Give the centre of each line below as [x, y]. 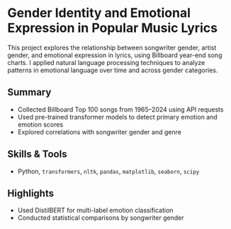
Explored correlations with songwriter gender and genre [100, 131]
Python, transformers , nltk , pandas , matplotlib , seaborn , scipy [108, 171]
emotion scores [40, 124]
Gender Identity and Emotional [99, 13]
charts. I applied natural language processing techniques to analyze [106, 62]
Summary [29, 92]
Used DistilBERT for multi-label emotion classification [95, 211]
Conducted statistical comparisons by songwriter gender [101, 218]
